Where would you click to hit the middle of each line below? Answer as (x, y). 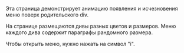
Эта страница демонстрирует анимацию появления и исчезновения (92, 9)
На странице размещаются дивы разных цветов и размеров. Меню (91, 26)
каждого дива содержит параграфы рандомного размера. (79, 32)
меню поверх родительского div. (47, 15)
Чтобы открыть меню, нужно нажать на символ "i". (70, 44)
